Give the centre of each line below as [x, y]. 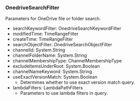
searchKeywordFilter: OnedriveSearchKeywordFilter [67, 28]
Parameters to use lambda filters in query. [64, 93]
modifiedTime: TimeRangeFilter [45, 34]
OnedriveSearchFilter [32, 8]
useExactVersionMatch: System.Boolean [55, 77]
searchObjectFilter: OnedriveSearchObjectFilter [62, 45]
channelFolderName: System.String [50, 55]
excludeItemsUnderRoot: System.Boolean [56, 66]
